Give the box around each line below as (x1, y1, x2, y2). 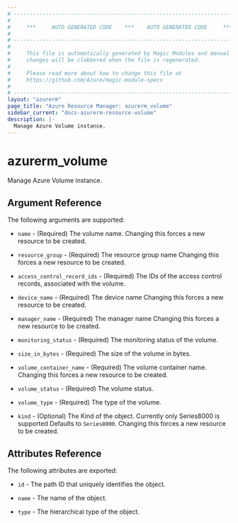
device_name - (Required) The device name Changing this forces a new (17, 293, 224, 302)
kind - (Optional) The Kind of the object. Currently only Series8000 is (17, 412, 220, 420)
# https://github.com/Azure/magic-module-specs (7, 76, 163, 84)
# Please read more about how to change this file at (7, 69, 182, 77)
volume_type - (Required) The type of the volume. (17, 398, 161, 407)
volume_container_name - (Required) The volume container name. (17, 363, 207, 372)
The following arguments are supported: (7, 215, 125, 224)
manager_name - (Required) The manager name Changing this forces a (17, 315, 220, 323)
